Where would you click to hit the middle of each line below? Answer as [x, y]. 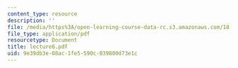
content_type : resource [42, 14]
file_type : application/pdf [49, 34]
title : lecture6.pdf [38, 47]
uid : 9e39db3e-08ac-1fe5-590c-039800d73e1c [73, 54]
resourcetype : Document [42, 40]
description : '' [31, 21]
